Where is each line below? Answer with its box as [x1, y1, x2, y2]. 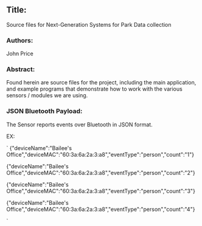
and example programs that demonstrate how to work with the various [6, 85, 183, 93]
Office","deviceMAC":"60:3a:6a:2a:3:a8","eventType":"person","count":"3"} [6, 187, 196, 194]
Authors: [6, 36, 33, 44]
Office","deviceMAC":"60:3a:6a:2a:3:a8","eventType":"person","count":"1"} [6, 151, 195, 158]
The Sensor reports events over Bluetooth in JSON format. [6, 121, 153, 128]
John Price [6, 50, 33, 57]
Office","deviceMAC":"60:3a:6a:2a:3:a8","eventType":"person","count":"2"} [6, 169, 196, 176]
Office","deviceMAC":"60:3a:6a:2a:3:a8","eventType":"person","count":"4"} [6, 205, 195, 213]
